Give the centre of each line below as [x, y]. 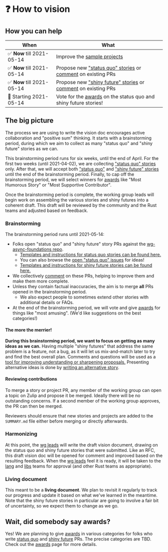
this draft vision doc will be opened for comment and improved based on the [84, 455]
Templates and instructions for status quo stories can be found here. [90, 254]
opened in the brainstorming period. [49, 292]
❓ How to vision [38, 9]
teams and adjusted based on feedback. [47, 210]
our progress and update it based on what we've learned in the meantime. [81, 495]
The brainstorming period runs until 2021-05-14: [55, 234]
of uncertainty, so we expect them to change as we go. [62, 506]
